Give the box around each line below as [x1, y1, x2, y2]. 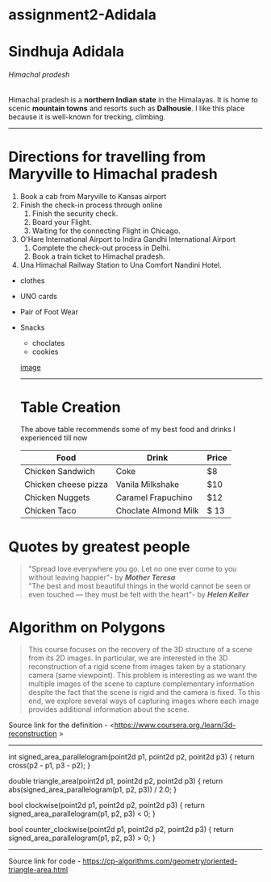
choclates [31, 338, 65, 347]
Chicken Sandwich [23, 466, 95, 477]
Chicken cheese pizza [23, 479, 109, 490]
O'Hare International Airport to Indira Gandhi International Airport [19, 234, 236, 243]
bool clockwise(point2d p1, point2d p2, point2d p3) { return [8, 801, 206, 810]
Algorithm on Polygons [8, 618, 165, 636]
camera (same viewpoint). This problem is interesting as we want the [27, 671, 258, 680]
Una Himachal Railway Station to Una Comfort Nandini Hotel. [19, 260, 222, 269]
